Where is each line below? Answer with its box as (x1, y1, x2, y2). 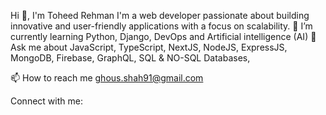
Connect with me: (10, 95, 83, 107)
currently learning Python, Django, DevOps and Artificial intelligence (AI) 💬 (10, 31, 317, 42)
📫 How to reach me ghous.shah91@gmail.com (10, 72, 204, 84)
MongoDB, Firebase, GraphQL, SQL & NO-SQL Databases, (10, 52, 251, 64)
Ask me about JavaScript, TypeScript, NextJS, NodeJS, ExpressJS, (10, 41, 288, 53)
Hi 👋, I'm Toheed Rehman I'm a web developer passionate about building (10, 10, 310, 21)
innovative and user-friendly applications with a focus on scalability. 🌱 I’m (10, 20, 313, 32)
